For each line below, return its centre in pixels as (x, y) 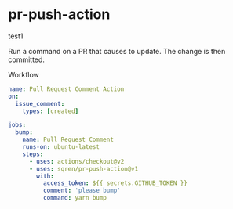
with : (46, 176)
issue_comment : (40, 103)
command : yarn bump (75, 198)
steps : (33, 154)
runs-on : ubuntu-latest (61, 147)
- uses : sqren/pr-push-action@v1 (84, 169)
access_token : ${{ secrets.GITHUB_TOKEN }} (115, 183)
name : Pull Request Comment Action (66, 89)
